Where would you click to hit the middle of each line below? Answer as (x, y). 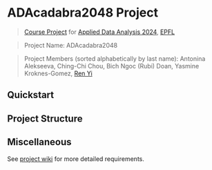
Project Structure (45, 119)
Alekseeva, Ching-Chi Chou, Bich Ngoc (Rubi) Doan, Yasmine (112, 66)
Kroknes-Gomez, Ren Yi (58, 73)
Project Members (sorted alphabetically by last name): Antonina (115, 58)
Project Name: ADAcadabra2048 (71, 45)
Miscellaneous (39, 142)
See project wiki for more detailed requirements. (76, 159)
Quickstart (31, 95)
